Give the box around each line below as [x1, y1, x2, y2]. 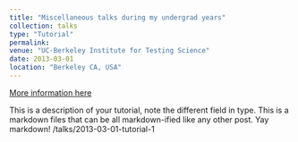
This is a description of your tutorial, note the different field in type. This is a [9, 104, 289, 115]
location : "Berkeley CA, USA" [9, 63, 123, 72]
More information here [9, 87, 92, 98]
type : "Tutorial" [9, 29, 74, 38]
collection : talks [9, 21, 78, 30]
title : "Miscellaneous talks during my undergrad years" [9, 13, 226, 22]
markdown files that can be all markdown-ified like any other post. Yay [9, 113, 269, 125]
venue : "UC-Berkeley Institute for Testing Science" [9, 46, 210, 55]
